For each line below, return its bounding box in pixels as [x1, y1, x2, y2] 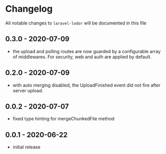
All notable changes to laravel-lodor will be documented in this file [5, 20, 147, 26]
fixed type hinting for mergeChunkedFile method [12, 116, 115, 122]
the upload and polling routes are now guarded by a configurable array [12, 48, 161, 54]
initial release [12, 144, 41, 150]
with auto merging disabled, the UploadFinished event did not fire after [12, 82, 161, 88]
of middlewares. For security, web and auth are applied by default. [12, 54, 152, 60]
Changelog [5, 3, 53, 15]
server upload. [12, 87, 44, 93]
